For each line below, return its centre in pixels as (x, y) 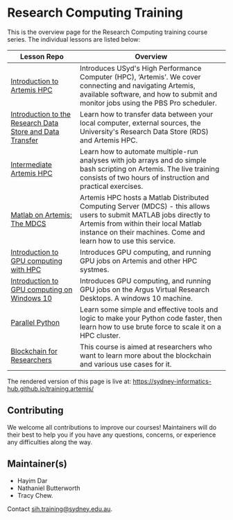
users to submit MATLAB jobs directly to (145, 215)
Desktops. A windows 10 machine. (136, 298)
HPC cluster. (100, 335)
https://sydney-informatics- (172, 381)
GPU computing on (42, 290)
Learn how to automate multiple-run (139, 151)
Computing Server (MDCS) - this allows (145, 206)
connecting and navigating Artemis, (137, 85)
